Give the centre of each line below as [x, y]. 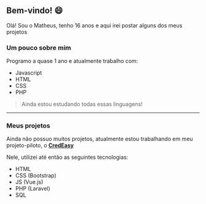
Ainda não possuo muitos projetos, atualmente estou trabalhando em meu [100, 139]
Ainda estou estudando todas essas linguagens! [82, 104]
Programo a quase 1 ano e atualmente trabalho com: [72, 61]
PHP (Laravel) [33, 189]
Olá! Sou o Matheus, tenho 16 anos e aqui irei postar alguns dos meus [94, 25]
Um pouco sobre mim [39, 48]
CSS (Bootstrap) [36, 176]
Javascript [29, 73]
